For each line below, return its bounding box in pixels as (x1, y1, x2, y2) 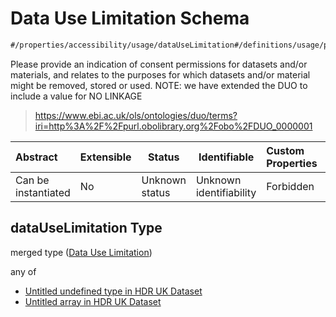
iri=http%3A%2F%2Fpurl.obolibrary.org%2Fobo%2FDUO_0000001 (34, 120, 313, 132)
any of (10, 265, 37, 277)
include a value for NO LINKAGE (10, 90, 143, 102)
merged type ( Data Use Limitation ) (10, 246, 153, 258)
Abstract (15, 150, 58, 164)
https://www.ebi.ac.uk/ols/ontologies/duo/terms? (34, 109, 238, 121)
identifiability (195, 185, 257, 199)
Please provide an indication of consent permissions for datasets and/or (10, 58, 308, 70)
